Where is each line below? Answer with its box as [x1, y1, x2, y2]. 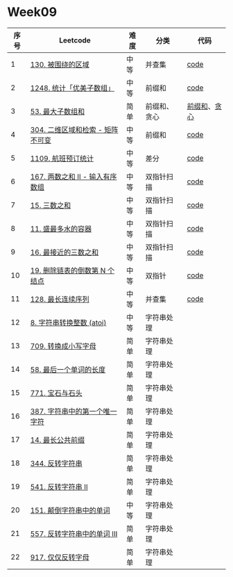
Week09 [7, 4, 58, 20]
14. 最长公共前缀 [30, 435, 85, 445]
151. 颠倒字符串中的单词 [30, 505, 110, 515]
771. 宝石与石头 [30, 388, 83, 398]
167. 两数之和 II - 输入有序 [30, 172, 117, 181]
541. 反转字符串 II [30, 482, 88, 491]
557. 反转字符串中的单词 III [30, 529, 118, 539]
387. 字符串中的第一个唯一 [30, 406, 117, 416]
